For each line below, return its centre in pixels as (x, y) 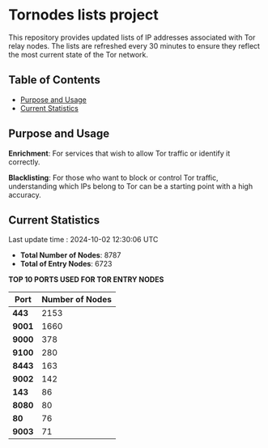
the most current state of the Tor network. (78, 54)
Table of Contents (55, 80)
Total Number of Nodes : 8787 (70, 255)
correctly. (24, 162)
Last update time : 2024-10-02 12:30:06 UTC (83, 240)
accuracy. (25, 194)
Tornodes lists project (84, 15)
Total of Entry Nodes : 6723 (66, 264)
